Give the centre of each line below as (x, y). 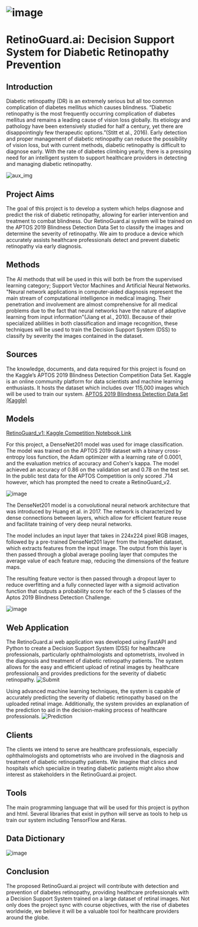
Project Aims (30, 194)
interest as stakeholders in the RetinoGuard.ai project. (72, 775)
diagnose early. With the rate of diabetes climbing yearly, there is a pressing (99, 152)
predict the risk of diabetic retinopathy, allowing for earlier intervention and (97, 215)
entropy (16, 457)
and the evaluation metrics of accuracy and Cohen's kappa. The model (92, 463)
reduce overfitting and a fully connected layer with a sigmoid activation (92, 585)
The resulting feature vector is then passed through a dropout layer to (91, 578)
